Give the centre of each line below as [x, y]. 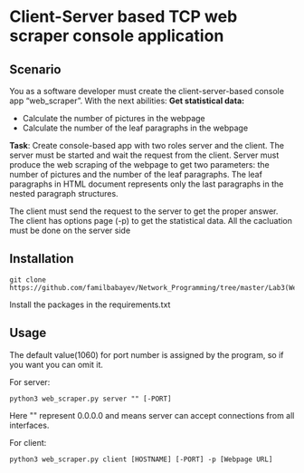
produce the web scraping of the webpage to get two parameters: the [139, 164]
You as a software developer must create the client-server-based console [147, 91]
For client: [28, 442]
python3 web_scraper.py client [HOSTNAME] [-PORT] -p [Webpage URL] [141, 459]
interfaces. [29, 425]
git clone [28, 280]
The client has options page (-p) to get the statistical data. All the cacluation [151, 221]
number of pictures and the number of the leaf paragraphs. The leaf [136, 174]
